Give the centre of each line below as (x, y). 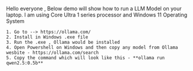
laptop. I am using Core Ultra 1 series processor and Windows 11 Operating (97, 15)
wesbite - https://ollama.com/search (53, 53)
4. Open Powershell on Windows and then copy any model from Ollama (92, 47)
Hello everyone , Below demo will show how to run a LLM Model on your (94, 9)
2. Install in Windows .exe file (47, 37)
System (15, 21)
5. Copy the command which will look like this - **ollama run (86, 58)
